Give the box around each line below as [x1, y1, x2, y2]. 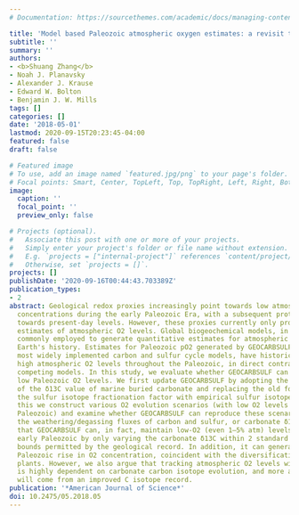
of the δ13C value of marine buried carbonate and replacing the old [17, 384, 280, 393]
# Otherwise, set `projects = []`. [9, 260, 149, 269]
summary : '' [9, 45, 53, 54]
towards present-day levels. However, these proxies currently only [17, 318, 277, 327]
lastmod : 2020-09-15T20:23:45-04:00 [9, 128, 145, 138]
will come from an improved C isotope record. [17, 476, 193, 485]
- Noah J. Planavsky [9, 70, 86, 80]
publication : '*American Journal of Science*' [9, 484, 185, 493]
